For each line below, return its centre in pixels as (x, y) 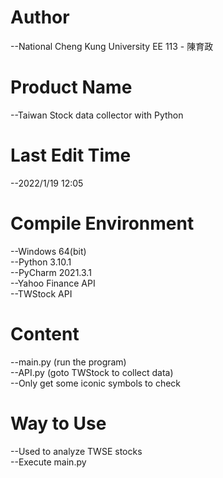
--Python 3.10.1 (41, 262)
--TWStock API (41, 293)
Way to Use (58, 423)
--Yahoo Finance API (53, 283)
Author (40, 17)
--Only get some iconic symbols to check (96, 383)
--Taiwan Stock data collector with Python (97, 115)
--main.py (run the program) (68, 362)
